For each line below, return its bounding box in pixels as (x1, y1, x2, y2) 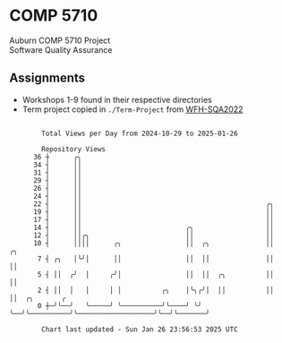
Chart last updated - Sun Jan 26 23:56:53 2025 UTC (41, 324, 239, 334)
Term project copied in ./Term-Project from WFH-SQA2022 (21, 104, 244, 115)
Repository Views (41, 144, 106, 153)
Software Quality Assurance (9, 44, 113, 55)
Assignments (9, 71, 86, 86)
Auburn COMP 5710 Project (9, 35, 111, 46)
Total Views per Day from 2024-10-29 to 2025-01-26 (41, 129, 239, 138)
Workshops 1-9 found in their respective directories (21, 94, 212, 105)
